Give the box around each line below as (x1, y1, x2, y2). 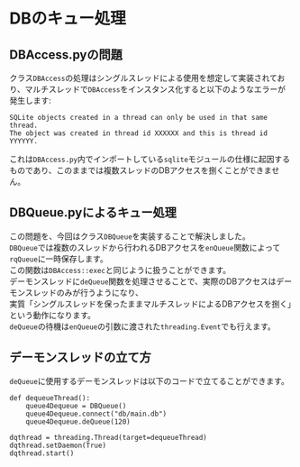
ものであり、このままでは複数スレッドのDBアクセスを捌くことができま (9, 165, 272, 176)
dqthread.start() (9, 448, 75, 458)
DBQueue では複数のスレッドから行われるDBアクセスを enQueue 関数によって (9, 242, 281, 252)
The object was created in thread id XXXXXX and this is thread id (9, 129, 268, 138)
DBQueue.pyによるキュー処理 (9, 205, 177, 221)
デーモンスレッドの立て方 (9, 350, 151, 365)
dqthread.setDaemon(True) (9, 441, 106, 450)
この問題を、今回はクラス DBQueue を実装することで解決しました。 (9, 231, 250, 242)
